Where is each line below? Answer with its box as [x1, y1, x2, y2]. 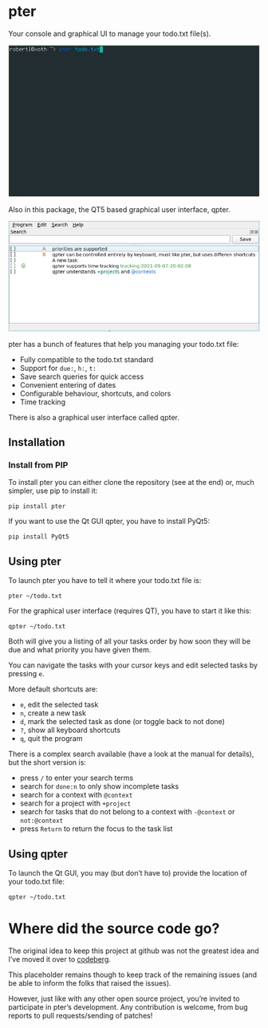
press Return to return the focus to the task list [19, 824, 173, 833]
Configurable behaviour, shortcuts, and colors [19, 388, 171, 398]
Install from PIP [8, 459, 69, 471]
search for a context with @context [19, 790, 133, 800]
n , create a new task [19, 708, 86, 718]
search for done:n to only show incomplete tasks [19, 782, 179, 791]
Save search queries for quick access [19, 372, 144, 381]
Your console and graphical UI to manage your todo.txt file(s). [8, 29, 211, 38]
